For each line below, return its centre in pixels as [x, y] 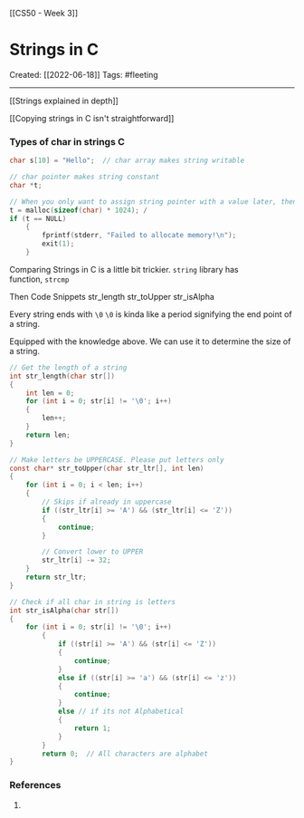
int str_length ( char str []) [62, 376]
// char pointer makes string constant [85, 177]
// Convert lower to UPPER [93, 552]
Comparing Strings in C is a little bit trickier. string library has [124, 269]
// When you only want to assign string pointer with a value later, [143, 202]
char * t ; [26, 185]
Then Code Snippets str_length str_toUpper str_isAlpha [112, 296]
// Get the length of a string [68, 367]
